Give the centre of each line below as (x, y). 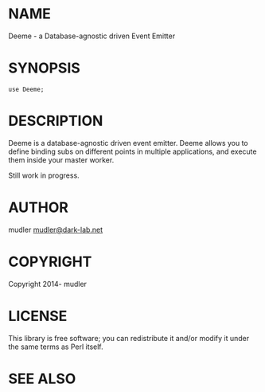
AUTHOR (39, 207)
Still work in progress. (44, 175)
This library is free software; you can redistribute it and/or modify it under (129, 338)
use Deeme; (26, 89)
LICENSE (38, 316)
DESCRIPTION (56, 121)
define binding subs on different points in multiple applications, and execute (132, 151)
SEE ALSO (42, 378)
